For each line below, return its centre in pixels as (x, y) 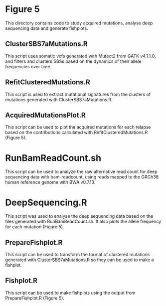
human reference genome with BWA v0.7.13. (50, 182)
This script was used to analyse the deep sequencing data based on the (79, 216)
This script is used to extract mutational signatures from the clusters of (78, 94)
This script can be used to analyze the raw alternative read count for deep (82, 172)
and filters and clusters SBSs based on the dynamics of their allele (73, 61)
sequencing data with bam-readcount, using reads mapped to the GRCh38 (82, 177)
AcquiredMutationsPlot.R (45, 115)
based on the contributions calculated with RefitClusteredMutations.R (77, 133)
